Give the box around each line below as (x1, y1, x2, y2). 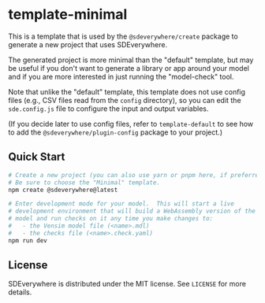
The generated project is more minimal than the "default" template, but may (8, 55, 254, 65)
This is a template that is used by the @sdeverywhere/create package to (8, 31, 238, 41)
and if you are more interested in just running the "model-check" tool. (8, 72, 234, 81)
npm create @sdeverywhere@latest (8, 186, 118, 194)
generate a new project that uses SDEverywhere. (8, 39, 168, 49)
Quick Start (8, 150, 65, 164)
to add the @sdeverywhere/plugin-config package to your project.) (8, 127, 223, 137)
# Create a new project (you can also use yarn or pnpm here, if (8, 171, 227, 179)
